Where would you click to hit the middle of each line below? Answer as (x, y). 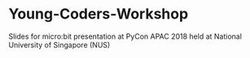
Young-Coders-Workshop (99, 14)
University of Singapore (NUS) (59, 44)
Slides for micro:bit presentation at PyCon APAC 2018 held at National (125, 36)
